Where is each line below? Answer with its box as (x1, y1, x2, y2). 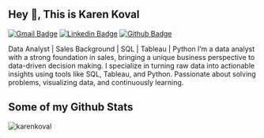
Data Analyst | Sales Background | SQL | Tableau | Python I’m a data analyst (8, 44, 255, 54)
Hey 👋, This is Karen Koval (8, 8, 140, 21)
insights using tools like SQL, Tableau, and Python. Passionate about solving (8, 69, 257, 79)
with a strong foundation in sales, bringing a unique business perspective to (8, 52, 255, 62)
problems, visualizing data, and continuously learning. (8, 77, 184, 87)
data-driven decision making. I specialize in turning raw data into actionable (8, 61, 255, 70)
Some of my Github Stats (8, 100, 134, 114)
